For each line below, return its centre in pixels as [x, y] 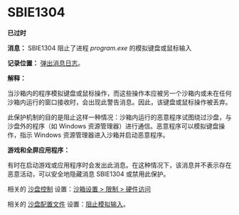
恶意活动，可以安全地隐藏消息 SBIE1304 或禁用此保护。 [89, 174]
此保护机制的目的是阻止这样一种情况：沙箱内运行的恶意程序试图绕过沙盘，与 [119, 117]
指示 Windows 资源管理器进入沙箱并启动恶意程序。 [94, 135]
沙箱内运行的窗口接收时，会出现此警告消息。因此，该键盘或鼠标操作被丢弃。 [119, 102]
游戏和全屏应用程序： [38, 150]
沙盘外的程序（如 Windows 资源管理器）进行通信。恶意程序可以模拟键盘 [113, 126]
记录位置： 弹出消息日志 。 [46, 63]
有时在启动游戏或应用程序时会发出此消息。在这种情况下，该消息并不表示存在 [119, 165]
